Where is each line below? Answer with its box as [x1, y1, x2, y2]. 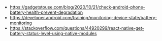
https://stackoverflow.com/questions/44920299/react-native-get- [9, 25, 144, 31]
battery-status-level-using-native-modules [9, 31, 97, 36]
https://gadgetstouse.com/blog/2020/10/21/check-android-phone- [9, 4, 145, 10]
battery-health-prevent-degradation [9, 9, 83, 15]
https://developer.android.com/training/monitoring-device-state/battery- [9, 15, 158, 20]
